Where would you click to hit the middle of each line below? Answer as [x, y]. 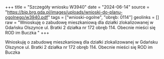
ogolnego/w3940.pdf [26, 17]
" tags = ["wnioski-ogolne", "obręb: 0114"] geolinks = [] [103, 17]
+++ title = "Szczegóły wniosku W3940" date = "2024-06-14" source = [77, 7]
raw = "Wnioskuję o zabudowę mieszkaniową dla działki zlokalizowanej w [79, 22]
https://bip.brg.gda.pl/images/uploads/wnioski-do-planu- [65, 12]
